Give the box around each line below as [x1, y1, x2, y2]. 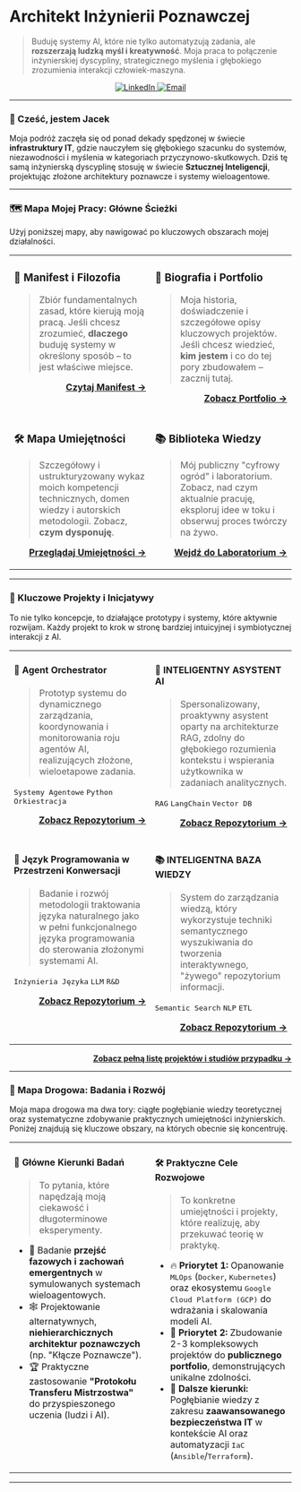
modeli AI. [169, 1315, 212, 1327]
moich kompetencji [39, 481, 119, 494]
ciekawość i [39, 1201, 90, 1213]
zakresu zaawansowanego [169, 1404, 286, 1417]
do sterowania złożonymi [39, 943, 144, 955]
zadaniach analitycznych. [180, 777, 287, 789]
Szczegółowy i [39, 459, 100, 471]
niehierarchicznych [29, 1326, 114, 1339]
